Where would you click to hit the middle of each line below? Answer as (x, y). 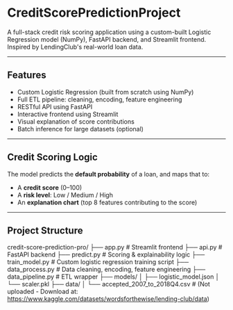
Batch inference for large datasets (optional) (80, 129)
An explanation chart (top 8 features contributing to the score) (107, 202)
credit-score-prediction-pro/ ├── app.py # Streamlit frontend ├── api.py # (115, 247)
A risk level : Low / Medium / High (65, 195)
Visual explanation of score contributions (76, 121)
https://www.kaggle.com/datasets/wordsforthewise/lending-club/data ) (109, 299)
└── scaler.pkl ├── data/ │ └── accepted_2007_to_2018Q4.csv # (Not (109, 284)
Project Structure (45, 230)
